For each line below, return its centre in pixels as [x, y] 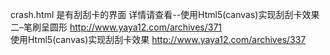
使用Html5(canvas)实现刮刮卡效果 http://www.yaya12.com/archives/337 [158, 39]
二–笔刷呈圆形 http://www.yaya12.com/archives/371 [116, 27]
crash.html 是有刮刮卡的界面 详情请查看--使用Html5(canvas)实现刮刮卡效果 [165, 14]
